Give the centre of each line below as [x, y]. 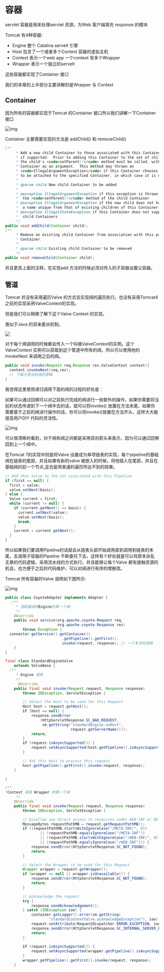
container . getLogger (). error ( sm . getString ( [76, 915]
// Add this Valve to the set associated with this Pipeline [69, 476]
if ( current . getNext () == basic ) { [50, 508]
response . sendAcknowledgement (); [65, 906]
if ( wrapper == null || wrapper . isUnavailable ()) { [76, 874]
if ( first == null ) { [27, 481]
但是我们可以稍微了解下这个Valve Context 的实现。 [56, 314]
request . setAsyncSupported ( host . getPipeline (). [81, 748]
